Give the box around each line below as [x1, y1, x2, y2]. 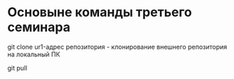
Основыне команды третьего [7, 4, 192, 20]
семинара [7, 19, 71, 35]
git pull [7, 63, 28, 72]
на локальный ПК [7, 50, 60, 59]
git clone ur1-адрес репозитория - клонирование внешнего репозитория [7, 42, 228, 51]
